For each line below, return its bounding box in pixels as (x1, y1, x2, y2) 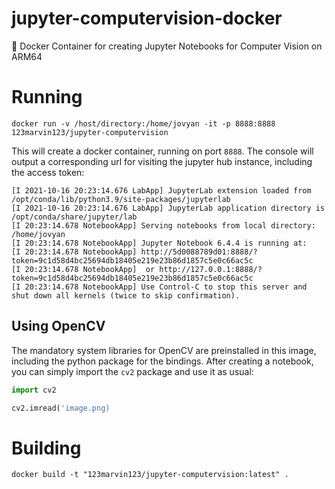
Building (11, 437, 82, 459)
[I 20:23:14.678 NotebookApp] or (11, 264, 156, 274)
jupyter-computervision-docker (11, 7, 283, 30)
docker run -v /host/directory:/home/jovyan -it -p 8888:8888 (11, 118, 276, 129)
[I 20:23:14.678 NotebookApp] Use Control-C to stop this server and (11, 282, 308, 292)
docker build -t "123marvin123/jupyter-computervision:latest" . (11, 470, 289, 480)
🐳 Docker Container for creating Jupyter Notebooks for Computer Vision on (11, 40, 323, 52)
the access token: (11, 166, 85, 178)
